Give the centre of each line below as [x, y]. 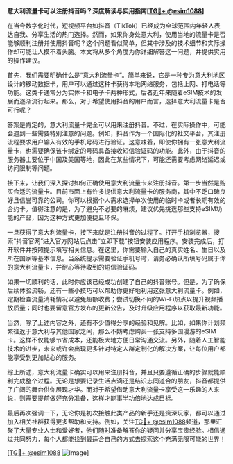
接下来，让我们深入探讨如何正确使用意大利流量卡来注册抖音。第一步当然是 [113, 183]
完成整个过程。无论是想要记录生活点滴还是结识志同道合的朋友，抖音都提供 [119, 381]
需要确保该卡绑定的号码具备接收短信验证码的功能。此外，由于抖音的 [128, 151]
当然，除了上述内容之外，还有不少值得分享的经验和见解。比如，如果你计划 [113, 323]
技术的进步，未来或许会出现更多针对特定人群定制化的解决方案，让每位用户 [113, 349]
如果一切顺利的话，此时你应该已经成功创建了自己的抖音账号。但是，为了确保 [116, 282]
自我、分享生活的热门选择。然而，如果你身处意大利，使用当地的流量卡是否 [119, 34]
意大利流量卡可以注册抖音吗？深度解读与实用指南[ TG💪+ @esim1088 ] [106, 11]
